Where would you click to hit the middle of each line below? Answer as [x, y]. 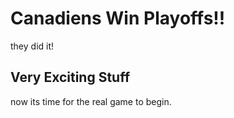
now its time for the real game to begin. [91, 101]
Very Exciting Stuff [70, 77]
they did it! [32, 46]
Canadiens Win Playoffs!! [118, 18]
